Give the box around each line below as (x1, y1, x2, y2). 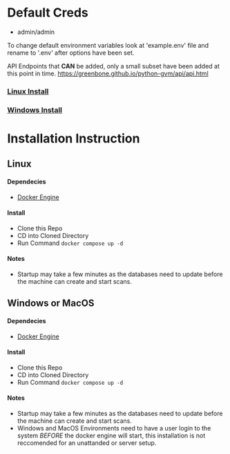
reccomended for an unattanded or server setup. (17, 438, 157, 447)
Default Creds (7, 5, 88, 21)
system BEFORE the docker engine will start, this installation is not (17, 431, 206, 439)
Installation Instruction (7, 130, 140, 146)
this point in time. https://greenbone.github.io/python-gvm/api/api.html (7, 69, 209, 78)
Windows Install (7, 105, 63, 115)
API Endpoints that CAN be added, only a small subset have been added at (7, 62, 220, 70)
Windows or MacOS (7, 298, 95, 309)
